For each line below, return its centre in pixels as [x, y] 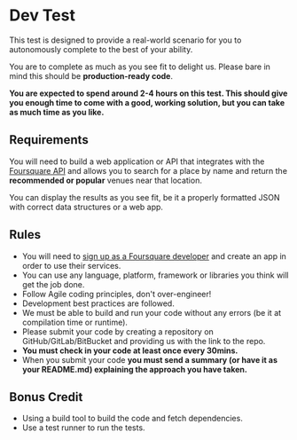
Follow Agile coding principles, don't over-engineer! [117, 294]
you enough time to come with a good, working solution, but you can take [147, 102]
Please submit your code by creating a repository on [118, 331]
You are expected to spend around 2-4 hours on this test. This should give [148, 93]
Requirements [49, 140]
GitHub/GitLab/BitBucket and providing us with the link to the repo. [144, 341]
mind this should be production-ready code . [91, 75]
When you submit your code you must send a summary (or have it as [149, 359]
